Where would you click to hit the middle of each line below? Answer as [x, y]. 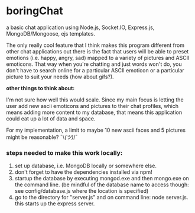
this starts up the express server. [55, 204]
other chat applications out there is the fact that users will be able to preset [97, 51]
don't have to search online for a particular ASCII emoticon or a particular [95, 70]
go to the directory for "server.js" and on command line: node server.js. [101, 198]
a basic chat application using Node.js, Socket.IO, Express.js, [80, 27]
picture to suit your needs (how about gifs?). [60, 77]
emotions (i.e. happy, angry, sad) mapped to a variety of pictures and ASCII [98, 58]
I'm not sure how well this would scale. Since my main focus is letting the [95, 100]
